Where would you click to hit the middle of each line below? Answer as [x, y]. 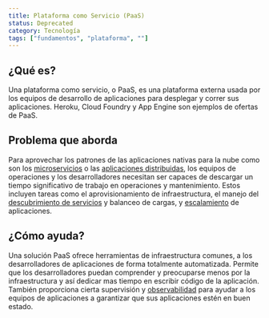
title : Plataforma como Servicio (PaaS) [77, 16]
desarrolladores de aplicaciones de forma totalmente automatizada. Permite [133, 264]
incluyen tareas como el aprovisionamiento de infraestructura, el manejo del [134, 194]
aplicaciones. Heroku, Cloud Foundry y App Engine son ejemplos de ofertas [133, 107]
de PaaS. [23, 115]
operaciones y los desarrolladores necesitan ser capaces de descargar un [131, 176]
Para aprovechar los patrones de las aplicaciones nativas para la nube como [134, 159]
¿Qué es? [32, 70]
